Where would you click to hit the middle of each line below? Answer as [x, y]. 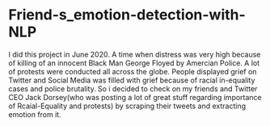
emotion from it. [35, 114]
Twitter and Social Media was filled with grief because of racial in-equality [132, 80]
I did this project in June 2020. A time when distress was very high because [135, 54]
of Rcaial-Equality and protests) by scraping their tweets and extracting [127, 106]
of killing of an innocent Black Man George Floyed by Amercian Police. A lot [134, 63]
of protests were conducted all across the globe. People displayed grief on [133, 71]
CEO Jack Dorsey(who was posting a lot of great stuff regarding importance [135, 97]
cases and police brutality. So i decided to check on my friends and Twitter [133, 88]
